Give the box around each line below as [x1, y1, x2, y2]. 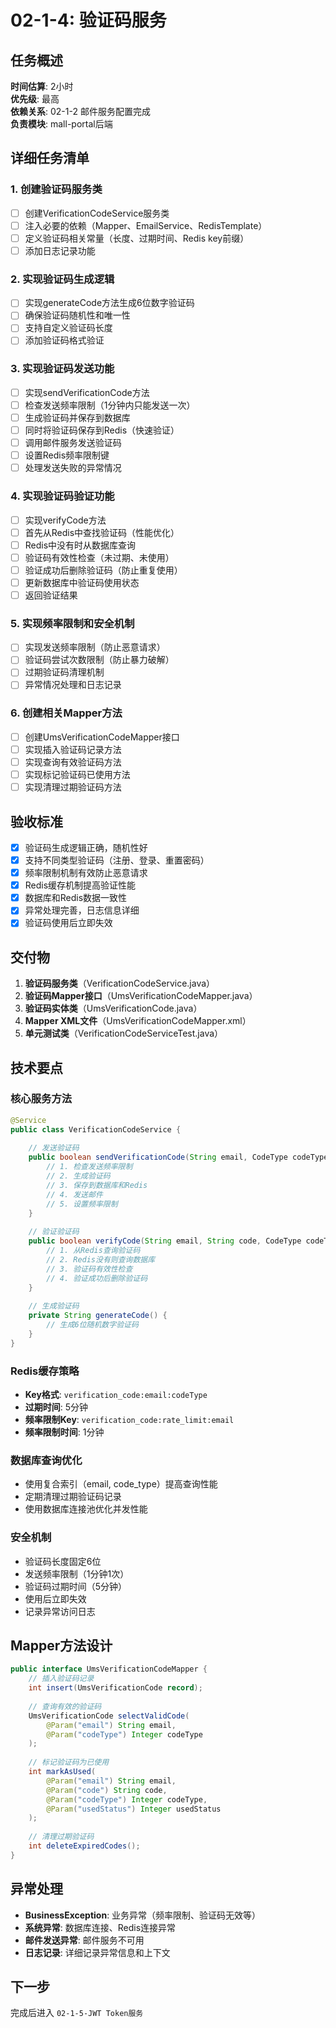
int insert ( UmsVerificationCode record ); [28, 1683, 203, 1693]
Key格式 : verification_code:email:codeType [24, 1389, 208, 1401]
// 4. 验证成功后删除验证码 [46, 1273, 148, 1283]
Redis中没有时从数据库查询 [24, 539, 137, 551]
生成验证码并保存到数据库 [24, 411, 131, 423]
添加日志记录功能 [24, 244, 96, 256]
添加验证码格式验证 [24, 334, 105, 346]
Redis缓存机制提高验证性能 [24, 879, 137, 891]
